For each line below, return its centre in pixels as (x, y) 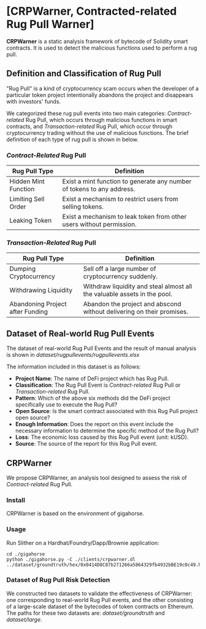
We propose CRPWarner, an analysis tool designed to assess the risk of (97, 478)
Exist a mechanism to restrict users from (120, 199)
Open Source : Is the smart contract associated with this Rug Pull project (106, 411)
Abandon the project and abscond (132, 304)
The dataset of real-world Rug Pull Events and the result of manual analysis (101, 348)
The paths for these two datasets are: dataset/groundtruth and (86, 613)
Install (16, 500)
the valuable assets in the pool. (128, 294)
